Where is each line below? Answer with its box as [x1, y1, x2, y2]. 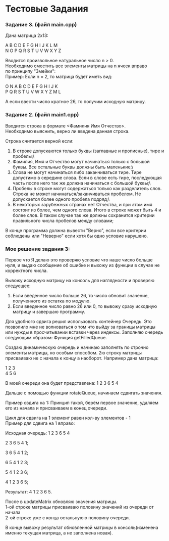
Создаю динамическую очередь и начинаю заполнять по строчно [5, 344, 149, 350]
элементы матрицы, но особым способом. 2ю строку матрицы [5, 350, 142, 356]
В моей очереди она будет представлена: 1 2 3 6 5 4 [5, 380, 119, 386]
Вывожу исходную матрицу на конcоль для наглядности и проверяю [5, 278, 155, 284]
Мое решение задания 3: [5, 245, 70, 252]
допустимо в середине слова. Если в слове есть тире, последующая [12, 174, 162, 181]
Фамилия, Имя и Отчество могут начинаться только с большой [12, 158, 150, 164]
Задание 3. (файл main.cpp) [5, 21, 77, 28]
